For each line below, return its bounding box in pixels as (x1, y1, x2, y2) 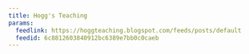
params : (8, 19, 34, 27)
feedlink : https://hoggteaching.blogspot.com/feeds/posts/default (15, 26, 242, 34)
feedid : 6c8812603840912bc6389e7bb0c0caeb (15, 33, 159, 42)
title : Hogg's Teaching (8, 11, 88, 20)
